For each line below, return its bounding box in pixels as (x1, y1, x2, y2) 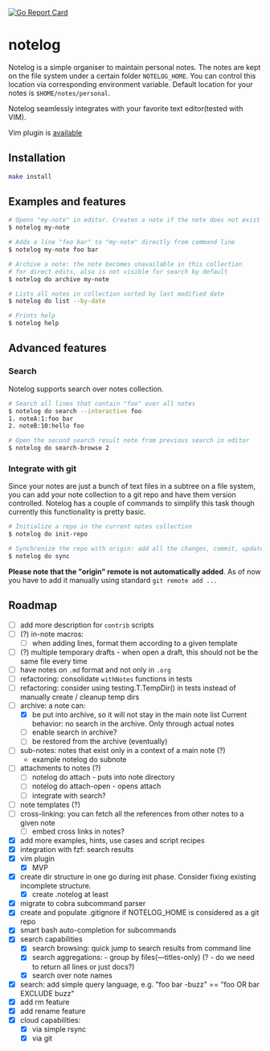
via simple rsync (31, 1024, 87, 1034)
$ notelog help (8, 319, 59, 328)
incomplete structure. (19, 881, 92, 891)
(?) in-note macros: (19, 629, 84, 639)
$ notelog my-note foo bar (8, 246, 99, 254)
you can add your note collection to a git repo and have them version (8, 490, 237, 499)
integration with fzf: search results (19, 844, 134, 854)
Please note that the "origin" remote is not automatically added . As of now (8, 566, 261, 576)
